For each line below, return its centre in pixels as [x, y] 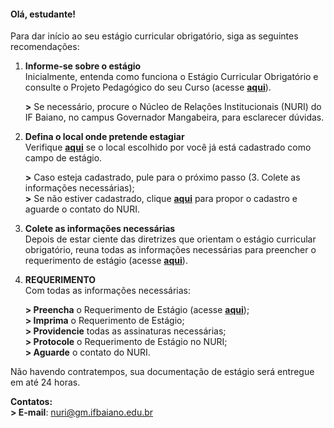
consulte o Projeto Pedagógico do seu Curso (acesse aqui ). [148, 87]
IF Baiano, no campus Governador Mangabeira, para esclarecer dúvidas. [174, 117]
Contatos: [31, 402]
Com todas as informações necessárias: [108, 291]
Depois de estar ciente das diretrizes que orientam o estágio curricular [170, 239]
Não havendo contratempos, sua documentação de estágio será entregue [162, 372]
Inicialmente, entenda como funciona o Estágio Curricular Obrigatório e [171, 77]
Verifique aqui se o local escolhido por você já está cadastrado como [168, 147]
